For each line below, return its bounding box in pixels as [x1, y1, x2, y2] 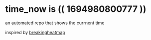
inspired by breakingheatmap [5, 29, 66, 35]
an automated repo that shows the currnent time [5, 20, 105, 26]
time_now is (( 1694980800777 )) [5, 3, 147, 15]
